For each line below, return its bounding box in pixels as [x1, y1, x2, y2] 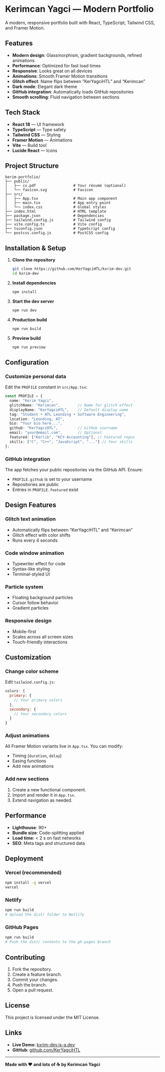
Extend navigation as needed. [12, 797, 73, 803]
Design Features [5, 501, 56, 509]
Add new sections [5, 776, 49, 782]
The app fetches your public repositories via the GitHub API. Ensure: [5, 466, 143, 472]
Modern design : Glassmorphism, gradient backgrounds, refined [12, 52, 142, 58]
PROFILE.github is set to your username [12, 476, 92, 482]
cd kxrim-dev [12, 271, 39, 276]
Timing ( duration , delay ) [12, 753, 62, 759]
